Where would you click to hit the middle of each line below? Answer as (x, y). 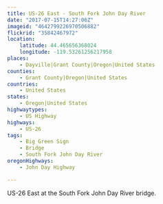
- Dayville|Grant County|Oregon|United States (87, 65)
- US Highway (38, 116)
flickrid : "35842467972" (43, 33)
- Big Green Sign (44, 142)
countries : (23, 84)
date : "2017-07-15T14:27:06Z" (51, 20)
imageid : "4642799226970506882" (53, 26)
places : (18, 59)
